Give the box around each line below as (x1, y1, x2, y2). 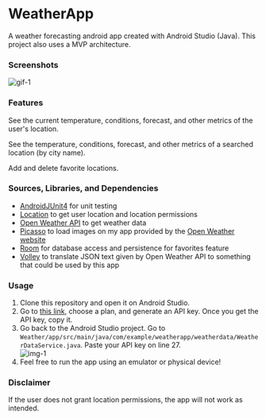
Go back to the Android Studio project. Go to (19, 324, 166, 333)
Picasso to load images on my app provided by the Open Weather (19, 226, 235, 235)
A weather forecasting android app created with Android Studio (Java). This (8, 31, 256, 41)
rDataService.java (19, 342, 81, 350)
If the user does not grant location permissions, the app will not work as (8, 395, 244, 405)
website (19, 235, 46, 244)
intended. (8, 403, 40, 413)
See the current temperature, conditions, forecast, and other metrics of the (8, 115, 253, 125)
